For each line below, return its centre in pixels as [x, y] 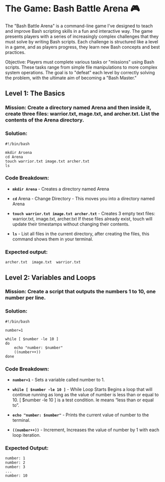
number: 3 [15, 467]
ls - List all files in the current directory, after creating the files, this [81, 234]
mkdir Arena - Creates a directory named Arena [61, 189]
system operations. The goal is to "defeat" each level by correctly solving [80, 72]
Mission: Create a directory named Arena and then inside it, [78, 108]
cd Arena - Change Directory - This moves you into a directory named [83, 198]
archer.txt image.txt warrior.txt [43, 262]
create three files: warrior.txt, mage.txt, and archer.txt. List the [82, 114]
